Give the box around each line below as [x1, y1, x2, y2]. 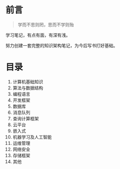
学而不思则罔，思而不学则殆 [17, 22, 74, 28]
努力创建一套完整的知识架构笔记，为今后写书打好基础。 [5, 42, 118, 48]
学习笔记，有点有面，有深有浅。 [5, 32, 70, 38]
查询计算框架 [12, 115, 39, 121]
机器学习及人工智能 [12, 134, 52, 140]
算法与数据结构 [12, 84, 43, 91]
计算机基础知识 [12, 79, 43, 84]
